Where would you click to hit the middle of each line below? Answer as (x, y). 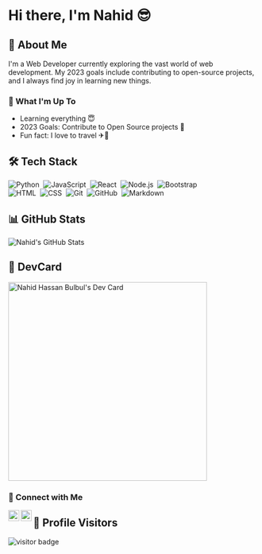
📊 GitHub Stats (47, 219)
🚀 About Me (38, 45)
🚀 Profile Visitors (75, 523)
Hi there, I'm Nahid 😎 (80, 15)
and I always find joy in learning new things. (80, 81)
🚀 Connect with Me (46, 497)
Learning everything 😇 (57, 118)
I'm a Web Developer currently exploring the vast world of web (111, 64)
